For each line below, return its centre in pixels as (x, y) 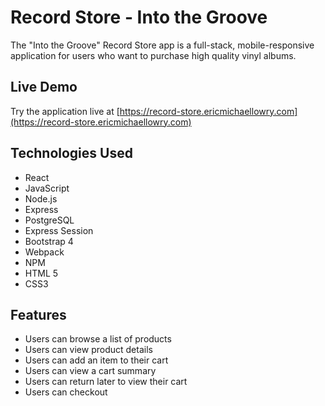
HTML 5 (41, 273)
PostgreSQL (49, 220)
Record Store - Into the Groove (139, 17)
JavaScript (47, 188)
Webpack (44, 252)
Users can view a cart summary (90, 371)
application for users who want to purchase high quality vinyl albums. (153, 55)
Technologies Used (71, 153)
